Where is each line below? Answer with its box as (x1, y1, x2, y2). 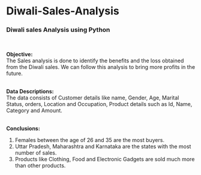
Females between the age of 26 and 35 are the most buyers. (14, 137, 165, 144)
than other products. (14, 162, 66, 169)
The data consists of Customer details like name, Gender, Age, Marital (6, 94, 179, 101)
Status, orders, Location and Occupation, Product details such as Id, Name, (6, 101, 193, 108)
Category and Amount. (6, 107, 63, 114)
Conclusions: (6, 125, 40, 132)
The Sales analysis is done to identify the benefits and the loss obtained (6, 57, 184, 64)
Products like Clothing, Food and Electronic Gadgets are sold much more (14, 156, 195, 163)
